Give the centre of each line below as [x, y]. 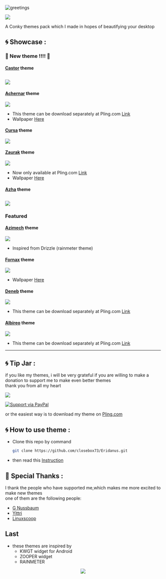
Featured [16, 216]
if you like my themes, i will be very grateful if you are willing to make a [77, 375]
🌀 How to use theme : [38, 430]
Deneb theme [19, 291]
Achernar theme [22, 93]
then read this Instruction [38, 460]
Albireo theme [20, 323]
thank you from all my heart [33, 386]
